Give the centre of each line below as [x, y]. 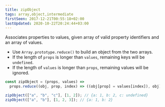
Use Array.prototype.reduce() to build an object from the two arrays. [82, 52]
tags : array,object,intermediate [39, 14]
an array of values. [24, 43]
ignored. [21, 73]
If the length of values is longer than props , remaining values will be [80, 68]
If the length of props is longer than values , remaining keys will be [78, 57]
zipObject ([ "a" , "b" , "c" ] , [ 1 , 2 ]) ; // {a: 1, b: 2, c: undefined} [77, 95]
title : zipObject [23, 10]
